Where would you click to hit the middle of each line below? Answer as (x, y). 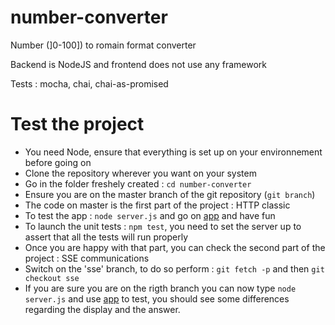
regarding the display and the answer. (102, 309)
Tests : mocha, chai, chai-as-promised (89, 83)
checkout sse (52, 278)
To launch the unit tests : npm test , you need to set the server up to (163, 226)
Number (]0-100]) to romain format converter (103, 45)
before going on (58, 162)
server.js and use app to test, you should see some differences (157, 298)
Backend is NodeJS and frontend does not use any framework (138, 64)
